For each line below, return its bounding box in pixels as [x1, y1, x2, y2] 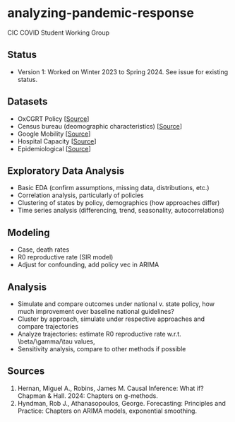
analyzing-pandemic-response [7, 5, 194, 21]
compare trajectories [17, 322, 79, 330]
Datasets [7, 95, 48, 107]
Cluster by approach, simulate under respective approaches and [17, 315, 205, 323]
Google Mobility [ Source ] [17, 129, 91, 138]
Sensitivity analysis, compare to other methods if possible [17, 345, 186, 353]
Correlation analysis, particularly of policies [17, 191, 144, 199]
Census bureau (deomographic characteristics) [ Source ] [17, 122, 182, 130]
